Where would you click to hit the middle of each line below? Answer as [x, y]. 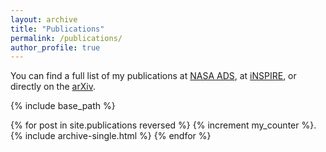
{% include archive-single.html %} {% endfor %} [111, 136]
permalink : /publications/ [66, 38]
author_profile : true [55, 47]
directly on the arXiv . [53, 87]
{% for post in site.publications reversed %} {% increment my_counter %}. [163, 125]
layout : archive [44, 19]
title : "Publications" [57, 29]
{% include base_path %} [63, 106]
